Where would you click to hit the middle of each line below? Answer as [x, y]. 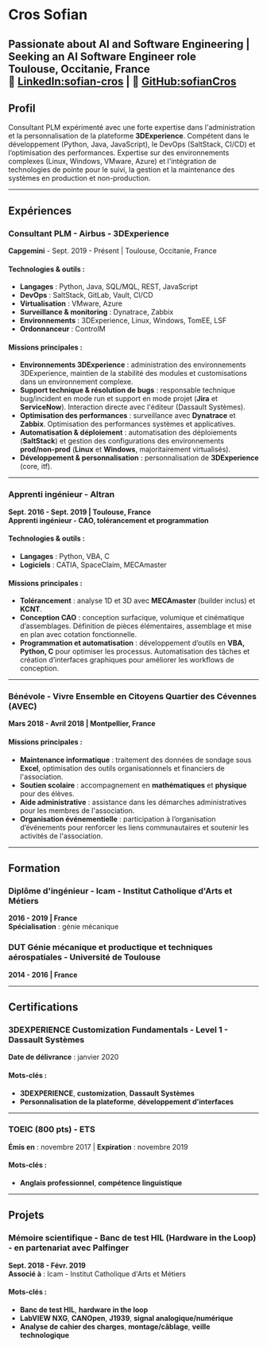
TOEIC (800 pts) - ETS [52, 1130]
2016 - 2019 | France [43, 918]
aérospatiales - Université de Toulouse [85, 957]
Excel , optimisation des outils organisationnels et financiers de [122, 768]
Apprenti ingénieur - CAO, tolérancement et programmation [108, 520]
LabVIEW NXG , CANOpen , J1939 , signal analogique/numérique [126, 1318]
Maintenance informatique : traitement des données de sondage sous [135, 760]
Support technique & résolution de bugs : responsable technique [128, 390]
